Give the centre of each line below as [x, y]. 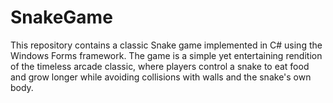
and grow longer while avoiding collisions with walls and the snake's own [161, 77]
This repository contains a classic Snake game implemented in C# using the [166, 45]
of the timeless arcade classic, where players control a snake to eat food [160, 66]
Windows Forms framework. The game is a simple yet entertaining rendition [166, 55]
